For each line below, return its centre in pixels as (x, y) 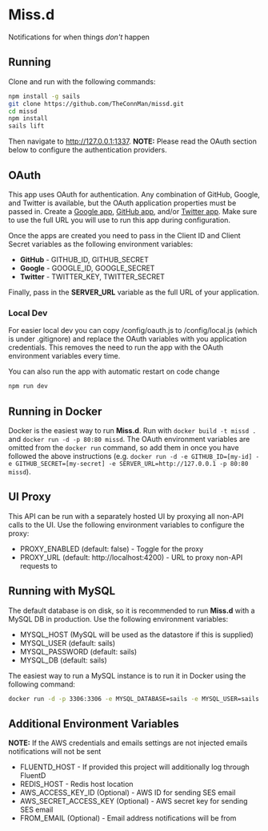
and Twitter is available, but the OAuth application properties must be (122, 203)
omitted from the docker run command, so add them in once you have (124, 448)
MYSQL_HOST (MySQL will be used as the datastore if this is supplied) (136, 634)
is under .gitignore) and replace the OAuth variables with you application (128, 339)
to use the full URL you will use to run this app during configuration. (119, 220)
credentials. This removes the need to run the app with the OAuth (116, 347)
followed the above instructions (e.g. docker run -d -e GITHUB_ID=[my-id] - (134, 456)
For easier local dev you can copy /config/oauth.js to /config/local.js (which (133, 330)
